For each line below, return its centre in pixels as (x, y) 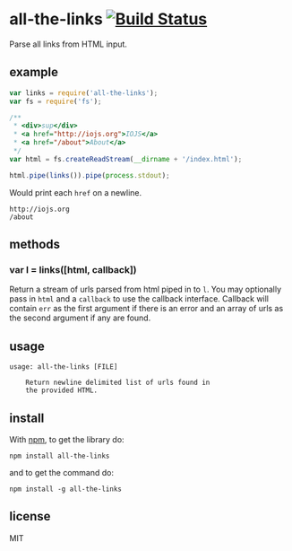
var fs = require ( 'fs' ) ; (56, 101)
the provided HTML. (62, 390)
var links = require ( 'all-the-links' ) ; (84, 93)
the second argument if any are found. (80, 318)
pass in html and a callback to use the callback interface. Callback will (139, 299)
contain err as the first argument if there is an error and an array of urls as (146, 309)
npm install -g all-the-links (66, 489)
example (34, 72)
